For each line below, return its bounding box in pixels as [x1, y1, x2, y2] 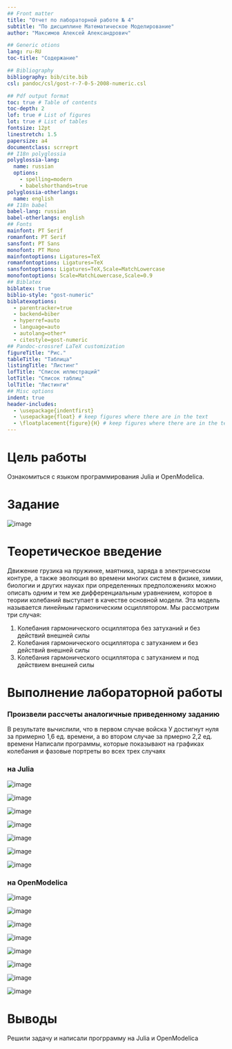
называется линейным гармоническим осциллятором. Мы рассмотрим [7, 603, 220, 611]
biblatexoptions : [7, 298, 57, 305]
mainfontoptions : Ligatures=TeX [7, 253, 100, 260]
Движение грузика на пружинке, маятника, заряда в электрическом [7, 566, 211, 575]
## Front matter [7, 10, 54, 17]
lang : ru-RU [7, 48, 41, 55]
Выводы [7, 1011, 57, 1027]
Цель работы [7, 450, 87, 465]
